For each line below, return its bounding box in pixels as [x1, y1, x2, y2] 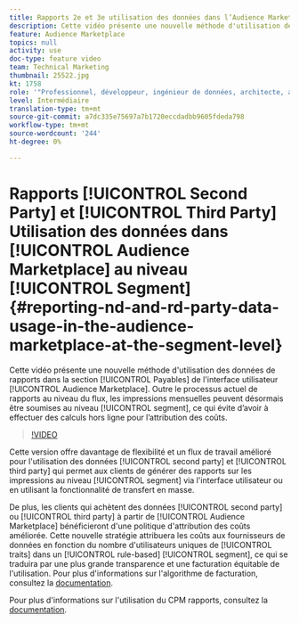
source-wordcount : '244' [9, 129, 101, 138]
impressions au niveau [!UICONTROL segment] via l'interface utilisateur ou [9, 474, 283, 486]
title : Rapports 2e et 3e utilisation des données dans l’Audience [9, 12, 265, 22]
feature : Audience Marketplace [9, 29, 125, 38]
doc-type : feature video [9, 54, 101, 63]
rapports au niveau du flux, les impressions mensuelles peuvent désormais [9, 393, 284, 404]
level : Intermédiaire [9, 95, 90, 105]
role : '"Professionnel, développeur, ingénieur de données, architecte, [9, 87, 285, 96]
